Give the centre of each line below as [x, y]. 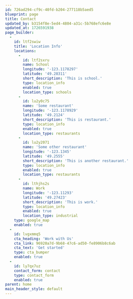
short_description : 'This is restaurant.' [67, 119]
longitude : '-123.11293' [48, 193]
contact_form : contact [37, 271]
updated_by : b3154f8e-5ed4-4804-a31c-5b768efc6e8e [58, 23]
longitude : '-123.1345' [47, 152]
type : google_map [32, 220]
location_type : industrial [50, 216]
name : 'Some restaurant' [48, 106]
